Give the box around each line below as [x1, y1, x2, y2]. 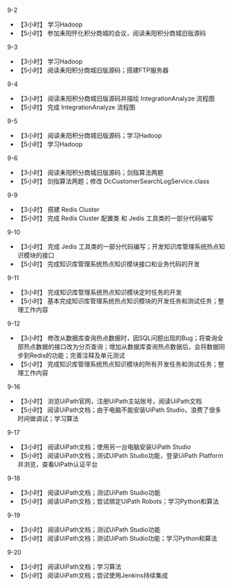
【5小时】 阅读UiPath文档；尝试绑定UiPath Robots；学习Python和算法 [17, 498, 219, 505]
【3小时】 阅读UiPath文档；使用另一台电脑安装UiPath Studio [17, 442, 192, 451]
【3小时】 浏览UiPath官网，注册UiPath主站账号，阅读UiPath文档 [17, 397, 202, 405]
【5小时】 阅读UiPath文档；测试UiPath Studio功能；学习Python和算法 [17, 534, 217, 542]
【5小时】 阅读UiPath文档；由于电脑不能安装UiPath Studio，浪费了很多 [17, 406, 222, 414]
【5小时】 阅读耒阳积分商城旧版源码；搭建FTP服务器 [17, 66, 169, 74]
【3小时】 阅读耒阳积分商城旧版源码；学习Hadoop [17, 132, 162, 139]
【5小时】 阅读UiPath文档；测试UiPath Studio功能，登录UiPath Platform [17, 452, 224, 459]
